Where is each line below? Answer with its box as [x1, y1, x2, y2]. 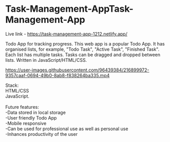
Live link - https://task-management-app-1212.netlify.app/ [5, 31, 127, 37]
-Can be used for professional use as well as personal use [5, 126, 128, 132]
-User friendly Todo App [5, 114, 57, 121]
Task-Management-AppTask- [5, 3, 134, 15]
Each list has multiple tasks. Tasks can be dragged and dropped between [5, 52, 161, 58]
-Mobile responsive [5, 120, 47, 126]
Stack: [5, 82, 19, 88]
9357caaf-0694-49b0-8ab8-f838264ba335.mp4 [5, 72, 110, 78]
